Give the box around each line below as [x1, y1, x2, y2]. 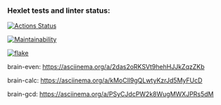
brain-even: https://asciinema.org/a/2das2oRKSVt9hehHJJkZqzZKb [7, 63, 205, 71]
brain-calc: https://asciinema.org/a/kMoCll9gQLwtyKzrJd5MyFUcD [7, 76, 203, 85]
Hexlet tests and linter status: [7, 6, 110, 16]
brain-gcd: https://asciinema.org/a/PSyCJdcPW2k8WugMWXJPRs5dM [7, 90, 214, 99]
